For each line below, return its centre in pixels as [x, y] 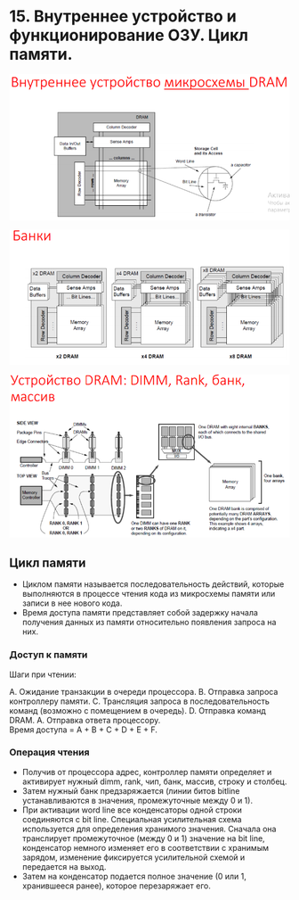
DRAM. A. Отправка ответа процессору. [85, 720]
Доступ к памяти [48, 655]
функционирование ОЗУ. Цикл [129, 35]
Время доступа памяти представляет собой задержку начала [140, 613]
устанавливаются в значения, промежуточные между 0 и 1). [137, 800]
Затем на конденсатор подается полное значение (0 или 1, [134, 876]
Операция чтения [49, 753]
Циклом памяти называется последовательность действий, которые [153, 584]
